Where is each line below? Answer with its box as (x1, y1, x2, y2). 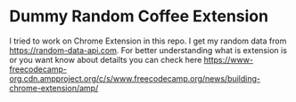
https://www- (203, 54, 254, 65)
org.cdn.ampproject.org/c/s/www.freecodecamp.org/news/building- (9, 73, 261, 83)
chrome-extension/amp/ (9, 82, 99, 93)
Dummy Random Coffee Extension (9, 6, 269, 27)
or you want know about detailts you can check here (9, 54, 202, 65)
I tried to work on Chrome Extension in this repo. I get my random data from (9, 35, 287, 46)
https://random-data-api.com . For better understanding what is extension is (9, 44, 288, 55)
